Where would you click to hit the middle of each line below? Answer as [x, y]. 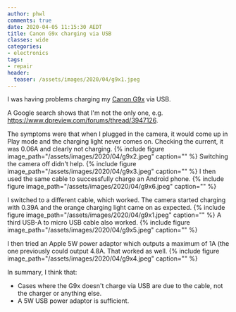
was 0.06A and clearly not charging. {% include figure [86, 149]
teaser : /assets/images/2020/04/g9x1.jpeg [77, 79]
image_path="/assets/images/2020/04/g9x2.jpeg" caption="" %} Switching [118, 156]
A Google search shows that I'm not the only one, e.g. [85, 113]
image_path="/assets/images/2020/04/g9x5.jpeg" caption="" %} [103, 230]
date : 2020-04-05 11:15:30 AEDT [55, 27]
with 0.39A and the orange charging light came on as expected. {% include [116, 208]
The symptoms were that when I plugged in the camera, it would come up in [118, 134]
